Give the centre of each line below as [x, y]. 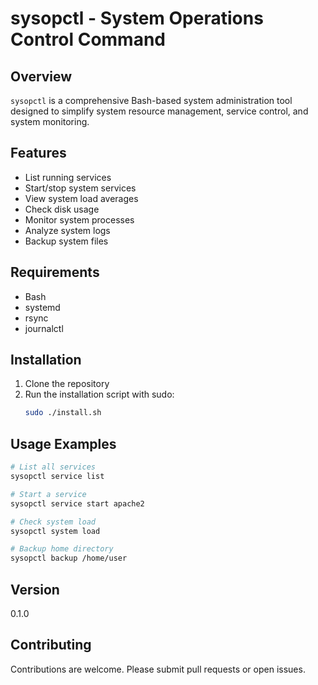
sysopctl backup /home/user [69, 558]
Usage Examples [63, 443]
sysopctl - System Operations [137, 18]
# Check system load [53, 522]
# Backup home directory [62, 549]
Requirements [55, 272]
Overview [41, 76]
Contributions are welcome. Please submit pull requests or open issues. [158, 669]
